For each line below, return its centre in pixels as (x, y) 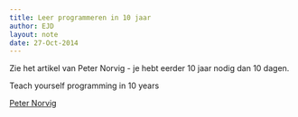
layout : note (34, 34)
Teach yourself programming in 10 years (84, 85)
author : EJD (32, 26)
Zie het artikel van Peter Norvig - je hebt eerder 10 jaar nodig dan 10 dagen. (149, 68)
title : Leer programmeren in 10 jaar (80, 18)
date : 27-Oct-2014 (44, 43)
